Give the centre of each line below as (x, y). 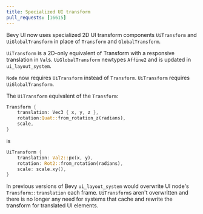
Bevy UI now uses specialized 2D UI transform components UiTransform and (101, 35)
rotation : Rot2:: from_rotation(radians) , (70, 163)
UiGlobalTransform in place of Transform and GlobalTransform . (84, 41)
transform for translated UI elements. (52, 206)
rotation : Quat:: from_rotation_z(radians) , (72, 118)
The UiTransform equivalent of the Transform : (62, 96)
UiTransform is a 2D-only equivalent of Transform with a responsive (90, 53)
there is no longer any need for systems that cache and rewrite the (89, 199)
